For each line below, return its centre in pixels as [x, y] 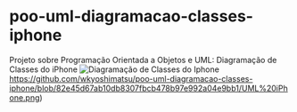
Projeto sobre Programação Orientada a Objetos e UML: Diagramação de [143, 60]
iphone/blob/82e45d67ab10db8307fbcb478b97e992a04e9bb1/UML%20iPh [148, 88]
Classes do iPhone [44, 69]
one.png [25, 97]
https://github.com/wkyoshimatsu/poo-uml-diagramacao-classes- [131, 78]
